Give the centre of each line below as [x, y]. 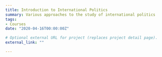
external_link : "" [25, 43]
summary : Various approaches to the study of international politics [80, 15]
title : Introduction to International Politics [57, 10]
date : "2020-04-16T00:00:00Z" [37, 29]
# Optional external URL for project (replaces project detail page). [82, 38]
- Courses [16, 24]
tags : [11, 19]
